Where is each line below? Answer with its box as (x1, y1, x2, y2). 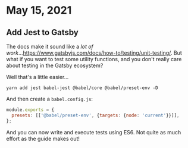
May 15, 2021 (6, 4, 72, 17)
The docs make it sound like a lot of (6, 43, 94, 50)
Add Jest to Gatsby (6, 27, 79, 37)
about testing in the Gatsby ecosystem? (6, 62, 104, 69)
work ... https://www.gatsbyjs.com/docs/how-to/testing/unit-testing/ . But (6, 49, 183, 56)
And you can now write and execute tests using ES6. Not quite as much (6, 128, 181, 136)
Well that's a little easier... (6, 74, 69, 80)
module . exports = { (6, 107, 55, 113)
